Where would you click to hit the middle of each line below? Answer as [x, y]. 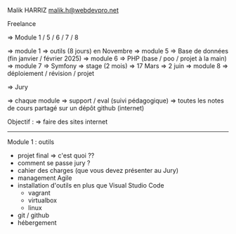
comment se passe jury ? [54, 163]
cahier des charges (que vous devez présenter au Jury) [98, 170]
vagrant [39, 193]
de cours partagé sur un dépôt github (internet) [76, 108]
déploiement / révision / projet [51, 73]
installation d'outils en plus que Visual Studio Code [91, 185]
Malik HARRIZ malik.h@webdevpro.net [63, 10]
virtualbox [42, 200]
